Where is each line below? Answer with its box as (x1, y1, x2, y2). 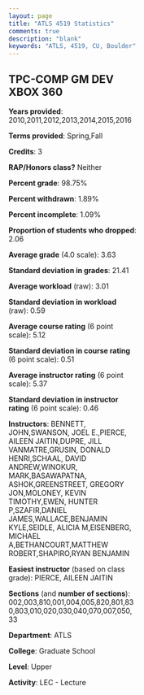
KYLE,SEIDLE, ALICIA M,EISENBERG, (8, 522, 132, 532)
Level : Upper (8, 662, 53, 671)
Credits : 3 (8, 146, 43, 156)
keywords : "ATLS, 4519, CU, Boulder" (8, 42, 137, 50)
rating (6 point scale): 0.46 (8, 403, 99, 413)
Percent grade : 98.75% (8, 178, 88, 188)
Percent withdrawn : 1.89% (8, 193, 99, 203)
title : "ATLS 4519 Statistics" (8, 20, 115, 28)
